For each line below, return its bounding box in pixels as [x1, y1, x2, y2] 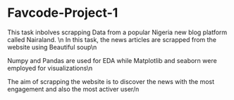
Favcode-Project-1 [7, 5, 118, 21]
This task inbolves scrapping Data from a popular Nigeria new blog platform [7, 28, 228, 36]
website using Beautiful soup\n [7, 43, 97, 51]
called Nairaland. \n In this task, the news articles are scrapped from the [7, 35, 217, 43]
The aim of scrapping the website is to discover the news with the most [7, 77, 215, 85]
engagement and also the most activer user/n [7, 85, 140, 93]
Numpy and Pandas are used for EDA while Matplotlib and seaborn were [7, 56, 217, 64]
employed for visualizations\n [7, 64, 93, 72]
